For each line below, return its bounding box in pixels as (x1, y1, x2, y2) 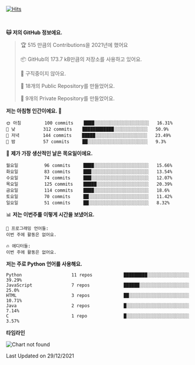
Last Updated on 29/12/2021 (6, 352, 74, 359)
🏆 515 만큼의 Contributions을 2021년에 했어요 (20, 42, 128, 48)
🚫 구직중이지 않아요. (20, 70, 66, 77)
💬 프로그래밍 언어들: (6, 226, 49, 231)
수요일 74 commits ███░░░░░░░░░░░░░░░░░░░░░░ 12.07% (6, 175, 173, 181)
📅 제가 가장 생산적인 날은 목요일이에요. (6, 150, 93, 156)
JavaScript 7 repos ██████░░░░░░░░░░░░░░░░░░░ (6, 282, 190, 288)
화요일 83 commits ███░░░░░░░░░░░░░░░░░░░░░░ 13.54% (6, 169, 173, 175)
